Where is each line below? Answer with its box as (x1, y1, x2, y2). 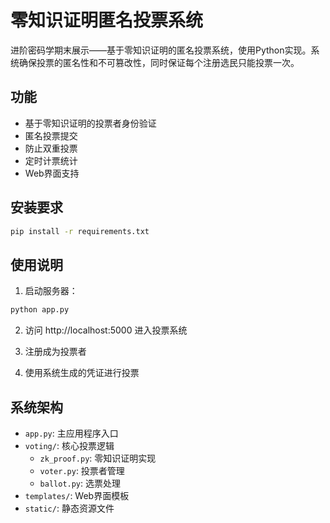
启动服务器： (24, 285, 78, 297)
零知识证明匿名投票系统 (10, 9, 204, 32)
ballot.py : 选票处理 (39, 477, 122, 489)
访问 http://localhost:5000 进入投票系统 (24, 324, 188, 336)
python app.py (10, 305, 70, 315)
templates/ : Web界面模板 (24, 489, 130, 501)
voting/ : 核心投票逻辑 (24, 439, 115, 451)
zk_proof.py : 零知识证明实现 (39, 452, 157, 464)
